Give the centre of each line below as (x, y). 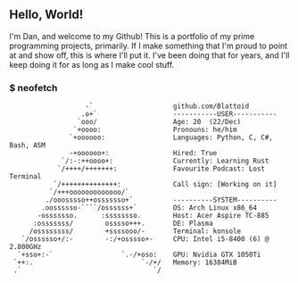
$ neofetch (33, 87)
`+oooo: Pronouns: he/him (155, 130)
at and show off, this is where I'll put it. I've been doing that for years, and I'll (149, 55)
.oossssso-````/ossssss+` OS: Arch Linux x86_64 (149, 208)
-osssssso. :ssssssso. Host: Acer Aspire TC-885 (153, 216)
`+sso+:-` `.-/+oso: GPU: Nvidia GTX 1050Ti (139, 255)
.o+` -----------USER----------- (179, 114)
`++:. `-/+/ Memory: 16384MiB (125, 262)
